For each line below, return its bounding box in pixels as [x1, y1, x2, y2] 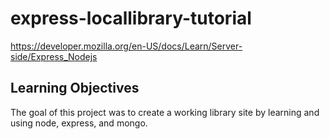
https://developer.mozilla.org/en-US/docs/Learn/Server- [10, 40, 243, 52]
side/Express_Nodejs [10, 50, 98, 62]
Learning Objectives [10, 80, 140, 97]
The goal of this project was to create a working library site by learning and [10, 106, 320, 118]
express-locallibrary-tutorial [10, 7, 252, 30]
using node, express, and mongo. [10, 117, 148, 129]
